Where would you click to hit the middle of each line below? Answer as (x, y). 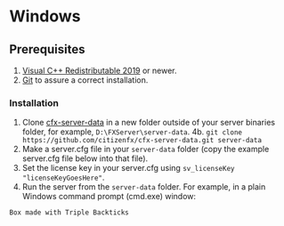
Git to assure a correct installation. (85, 80)
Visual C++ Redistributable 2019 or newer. (99, 70)
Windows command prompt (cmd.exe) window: (109, 197)
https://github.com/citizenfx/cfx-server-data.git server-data (142, 141)
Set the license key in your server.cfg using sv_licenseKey (128, 168)
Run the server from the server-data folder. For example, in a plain (144, 187)
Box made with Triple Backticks (69, 213)
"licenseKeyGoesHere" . (63, 178)
